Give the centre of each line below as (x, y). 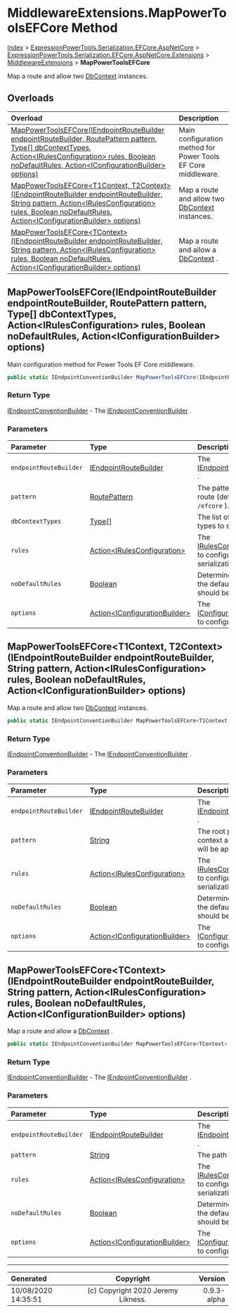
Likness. (133, 1299)
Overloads (31, 98)
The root (211, 831)
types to (211, 526)
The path (212, 1155)
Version (212, 1278)
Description (199, 118)
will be (208, 849)
